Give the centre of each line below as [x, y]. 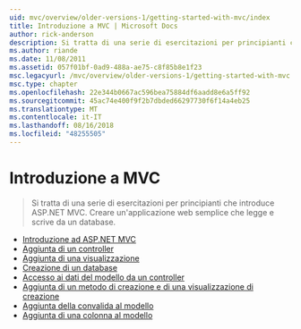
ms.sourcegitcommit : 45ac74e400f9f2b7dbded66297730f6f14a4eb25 [130, 101]
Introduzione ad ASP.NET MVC [79, 239]
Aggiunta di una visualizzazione [81, 258]
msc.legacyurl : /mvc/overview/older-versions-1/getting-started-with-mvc [150, 76]
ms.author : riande [43, 51]
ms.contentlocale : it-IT [56, 117]
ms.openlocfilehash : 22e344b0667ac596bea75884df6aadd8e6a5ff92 [130, 92]
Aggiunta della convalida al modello [88, 306]
